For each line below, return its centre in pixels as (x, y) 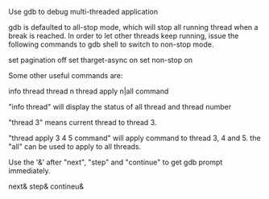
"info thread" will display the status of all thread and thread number (120, 107)
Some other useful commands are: (66, 75)
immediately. (29, 171)
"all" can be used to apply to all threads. (75, 147)
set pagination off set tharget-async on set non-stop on (101, 60)
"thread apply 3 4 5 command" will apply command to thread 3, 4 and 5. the (134, 138)
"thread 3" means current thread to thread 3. (83, 122)
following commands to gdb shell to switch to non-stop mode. (111, 44)
